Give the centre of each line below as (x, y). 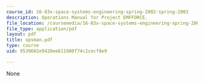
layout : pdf (21, 34)
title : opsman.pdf (29, 40)
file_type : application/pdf (42, 29)
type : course (23, 46)
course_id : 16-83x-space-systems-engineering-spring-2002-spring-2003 (97, 12)
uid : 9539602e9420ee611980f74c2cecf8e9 (57, 51)
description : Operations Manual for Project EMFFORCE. (77, 17)
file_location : (25, 23)
